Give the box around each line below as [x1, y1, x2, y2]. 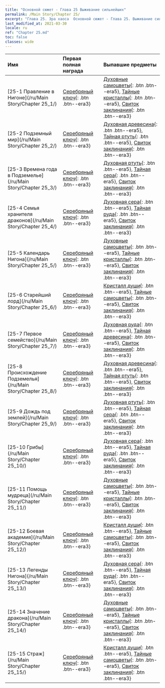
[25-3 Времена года [7, 166, 57, 173]
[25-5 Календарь [7, 250, 50, 256]
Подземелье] [11, 172, 44, 179]
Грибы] [27, 443, 44, 450]
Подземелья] [7, 375, 40, 382]
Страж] [27, 650, 45, 657]
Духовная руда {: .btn [103, 321, 153, 328]
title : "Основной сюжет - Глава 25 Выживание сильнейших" [5, 7, 126, 12]
